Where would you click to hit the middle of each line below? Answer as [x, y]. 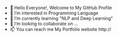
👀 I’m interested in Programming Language [54, 13]
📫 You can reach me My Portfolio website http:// [61, 29]
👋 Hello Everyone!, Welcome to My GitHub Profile [61, 8]
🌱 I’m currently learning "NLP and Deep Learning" [61, 18]
